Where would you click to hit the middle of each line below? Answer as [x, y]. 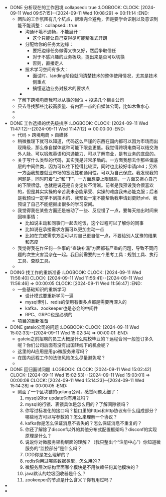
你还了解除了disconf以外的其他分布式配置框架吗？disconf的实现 [91, 429]
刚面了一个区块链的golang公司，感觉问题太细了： [68, 392]
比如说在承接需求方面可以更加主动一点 [64, 229]
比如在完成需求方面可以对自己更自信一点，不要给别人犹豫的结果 [91, 235]
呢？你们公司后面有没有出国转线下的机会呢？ [64, 345]
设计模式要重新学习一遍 [49, 296]
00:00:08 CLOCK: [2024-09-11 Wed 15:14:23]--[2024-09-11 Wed [77, 380]
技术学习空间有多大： [47, 69]
